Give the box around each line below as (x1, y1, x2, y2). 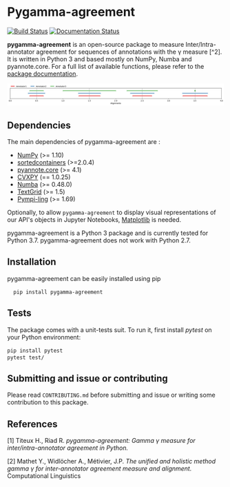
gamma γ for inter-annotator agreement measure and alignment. (7, 464, 192, 473)
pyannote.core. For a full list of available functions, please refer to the (7, 62, 205, 70)
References (7, 418, 58, 430)
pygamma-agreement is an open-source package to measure (7, 40, 185, 48)
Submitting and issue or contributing (7, 373, 169, 384)
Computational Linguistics (7, 472, 81, 480)
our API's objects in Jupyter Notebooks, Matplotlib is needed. (7, 215, 182, 224)
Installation (7, 256, 56, 268)
